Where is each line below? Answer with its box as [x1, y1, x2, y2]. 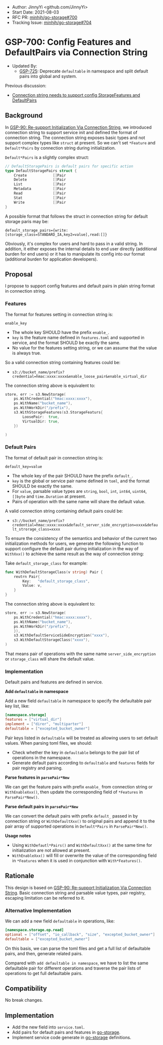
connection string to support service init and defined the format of [5, 129, 137, 135]
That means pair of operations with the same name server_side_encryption [5, 651, 156, 657]
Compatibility [5, 984, 47, 993]
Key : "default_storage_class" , [22, 578, 90, 584]
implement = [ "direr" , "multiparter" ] [5, 722, 83, 727]
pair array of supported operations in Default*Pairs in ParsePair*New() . [5, 823, 148, 829]
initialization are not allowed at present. [12, 847, 91, 853]
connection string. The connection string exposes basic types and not [5, 135, 146, 140]
